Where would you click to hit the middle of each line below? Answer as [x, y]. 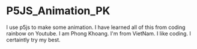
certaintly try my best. [34, 40]
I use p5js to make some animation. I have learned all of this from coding [96, 27]
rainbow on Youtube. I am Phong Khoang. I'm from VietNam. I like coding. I [98, 33]
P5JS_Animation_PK [58, 11]
